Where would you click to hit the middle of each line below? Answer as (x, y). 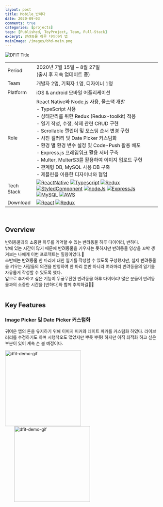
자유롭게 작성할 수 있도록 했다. (33, 272)
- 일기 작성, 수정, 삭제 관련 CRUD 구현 (77, 123)
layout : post (18, 9)
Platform (17, 92)
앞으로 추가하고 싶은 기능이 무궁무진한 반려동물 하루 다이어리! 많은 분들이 (73, 278)
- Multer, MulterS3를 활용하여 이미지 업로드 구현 (89, 159)
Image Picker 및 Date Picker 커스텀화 (48, 319)
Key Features (25, 305)
